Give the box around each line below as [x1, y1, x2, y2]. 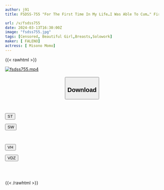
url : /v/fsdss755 [5, 21, 41, 25]
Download [67, 86, 97, 94]
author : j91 [5, 7, 29, 12]
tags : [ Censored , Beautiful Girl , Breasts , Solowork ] [5, 34, 112, 39]
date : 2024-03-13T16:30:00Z [5, 25, 62, 30]
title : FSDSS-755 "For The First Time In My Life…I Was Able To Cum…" [5, 12, 152, 17]
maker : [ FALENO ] [5, 39, 41, 44]
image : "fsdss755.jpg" [5, 30, 51, 35]
